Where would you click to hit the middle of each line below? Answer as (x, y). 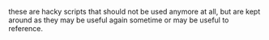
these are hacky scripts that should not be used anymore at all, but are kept (134, 12)
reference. (26, 28)
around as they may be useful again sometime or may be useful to (119, 20)
